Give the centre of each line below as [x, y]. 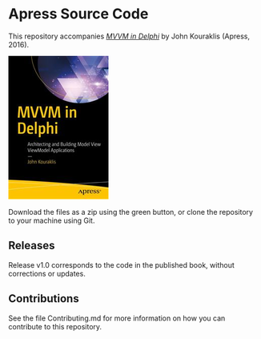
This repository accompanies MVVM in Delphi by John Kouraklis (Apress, [129, 36]
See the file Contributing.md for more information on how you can [117, 318]
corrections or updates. [47, 273]
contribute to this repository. [55, 326]
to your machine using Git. [52, 220]
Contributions [44, 299]
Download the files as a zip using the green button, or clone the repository [131, 212]
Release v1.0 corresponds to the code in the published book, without [121, 264]
